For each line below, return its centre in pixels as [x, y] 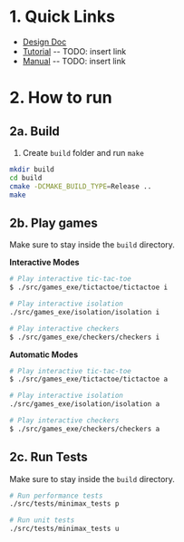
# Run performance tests [56, 496]
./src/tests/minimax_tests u [64, 529]
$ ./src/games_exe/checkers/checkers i [85, 337]
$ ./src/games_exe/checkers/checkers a [85, 429]
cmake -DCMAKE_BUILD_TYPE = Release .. [81, 186]
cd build [26, 178]
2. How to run [61, 98]
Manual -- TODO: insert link [74, 61]
